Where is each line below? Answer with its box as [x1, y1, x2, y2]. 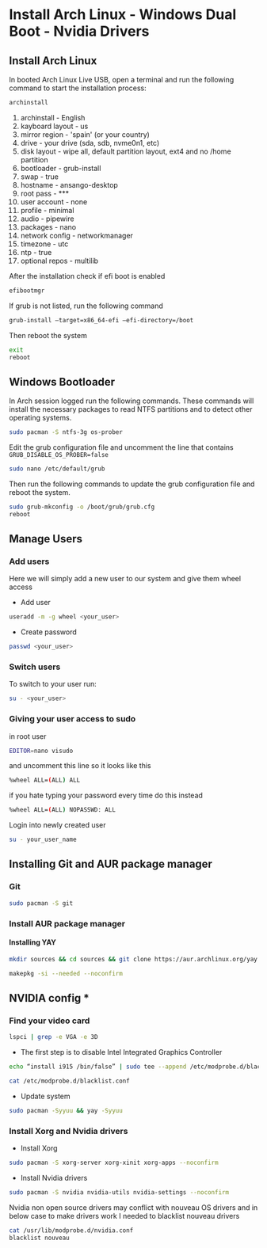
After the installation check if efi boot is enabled [9, 271, 166, 280]
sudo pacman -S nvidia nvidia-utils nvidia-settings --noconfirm [9, 1188, 229, 1197]
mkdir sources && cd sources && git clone [9, 955, 151, 963]
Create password [20, 627, 78, 637]
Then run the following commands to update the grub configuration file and [9, 479, 255, 489]
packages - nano [20, 222, 77, 231]
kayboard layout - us [20, 121, 89, 131]
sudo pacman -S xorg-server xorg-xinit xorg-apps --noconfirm [9, 1159, 219, 1167]
